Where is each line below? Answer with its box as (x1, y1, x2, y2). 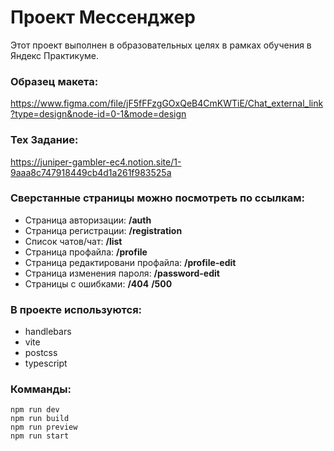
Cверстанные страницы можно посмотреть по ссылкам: (10, 191, 305, 205)
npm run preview (10, 422, 78, 433)
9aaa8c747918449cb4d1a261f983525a (10, 166, 172, 178)
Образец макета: (10, 74, 99, 88)
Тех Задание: (10, 133, 79, 147)
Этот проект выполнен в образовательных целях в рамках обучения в (10, 39, 312, 51)
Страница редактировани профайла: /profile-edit (24, 256, 237, 268)
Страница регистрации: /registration (24, 224, 183, 236)
